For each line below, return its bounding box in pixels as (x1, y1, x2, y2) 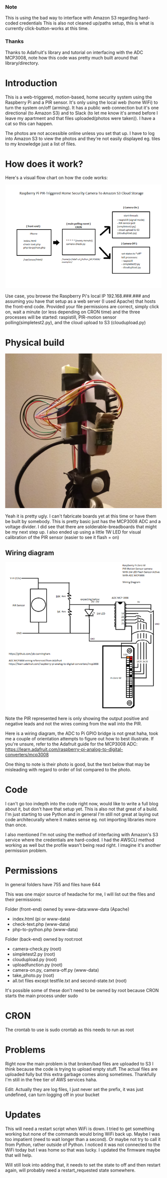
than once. (5, 822, 27, 828)
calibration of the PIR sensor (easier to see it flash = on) (5, 534, 119, 540)
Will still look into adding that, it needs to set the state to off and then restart (5, 1162, 161, 1168)
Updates (5, 1109, 41, 1121)
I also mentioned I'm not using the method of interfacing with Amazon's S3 (5, 832, 159, 838)
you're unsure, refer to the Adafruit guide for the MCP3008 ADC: (5, 741, 138, 747)
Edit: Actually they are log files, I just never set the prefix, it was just (5, 1086, 144, 1092)
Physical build (5, 337, 65, 348)
